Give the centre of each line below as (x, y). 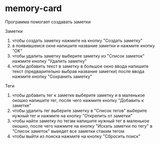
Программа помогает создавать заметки (48, 22)
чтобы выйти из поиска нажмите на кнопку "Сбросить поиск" (76, 136)
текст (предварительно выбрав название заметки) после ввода (78, 71)
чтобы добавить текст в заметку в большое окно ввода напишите (80, 66)
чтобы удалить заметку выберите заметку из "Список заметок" (78, 56)
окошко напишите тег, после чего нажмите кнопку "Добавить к (78, 100)
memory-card (33, 8)
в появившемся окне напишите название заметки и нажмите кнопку (83, 45)
